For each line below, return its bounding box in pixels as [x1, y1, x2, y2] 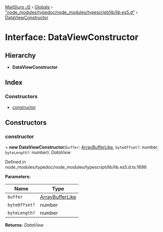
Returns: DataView [5, 222, 44, 228]
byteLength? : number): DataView [5, 150, 71, 155]
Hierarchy [5, 51, 36, 59]
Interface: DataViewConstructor [5, 32, 139, 43]
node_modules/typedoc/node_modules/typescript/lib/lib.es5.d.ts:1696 [5, 164, 147, 170]
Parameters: [5, 174, 31, 180]
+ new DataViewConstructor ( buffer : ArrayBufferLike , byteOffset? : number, [5, 144, 159, 150]
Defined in [5, 159, 26, 165]
